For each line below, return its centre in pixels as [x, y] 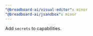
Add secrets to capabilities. [33, 28]
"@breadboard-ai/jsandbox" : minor [41, 14]
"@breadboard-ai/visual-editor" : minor [46, 10]
